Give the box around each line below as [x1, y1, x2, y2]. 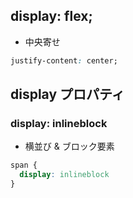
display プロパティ [10, 86, 125, 103]
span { [10, 160, 38, 171]
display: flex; [10, 8, 93, 25]
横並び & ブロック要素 [24, 140, 115, 153]
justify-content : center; [10, 55, 118, 66]
